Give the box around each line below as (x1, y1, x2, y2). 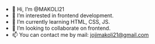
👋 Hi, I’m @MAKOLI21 (11, 6, 64, 12)
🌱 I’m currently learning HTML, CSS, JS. (11, 18, 110, 25)
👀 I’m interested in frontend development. (11, 12, 114, 19)
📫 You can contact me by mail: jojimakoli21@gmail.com (11, 32, 149, 38)
